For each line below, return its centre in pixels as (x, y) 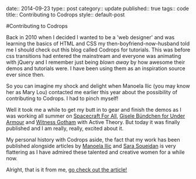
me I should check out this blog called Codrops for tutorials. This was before (98, 50)
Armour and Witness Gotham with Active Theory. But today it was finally (93, 122)
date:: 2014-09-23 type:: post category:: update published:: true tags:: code (97, 8)
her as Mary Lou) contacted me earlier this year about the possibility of (92, 92)
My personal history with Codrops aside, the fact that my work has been (93, 140)
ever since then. (25, 75)
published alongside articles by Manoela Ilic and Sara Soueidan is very (91, 146)
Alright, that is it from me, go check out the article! (67, 170)
